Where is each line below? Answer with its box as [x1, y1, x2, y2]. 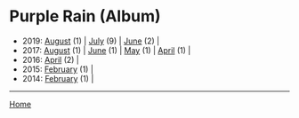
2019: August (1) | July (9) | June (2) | [21, 35, 160, 46]
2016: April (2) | [21, 54, 80, 65]
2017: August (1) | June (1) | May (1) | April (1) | [21, 44, 191, 55]
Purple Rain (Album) [9, 6, 162, 27]
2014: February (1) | [21, 73, 94, 83]
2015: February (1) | [21, 64, 93, 75]
